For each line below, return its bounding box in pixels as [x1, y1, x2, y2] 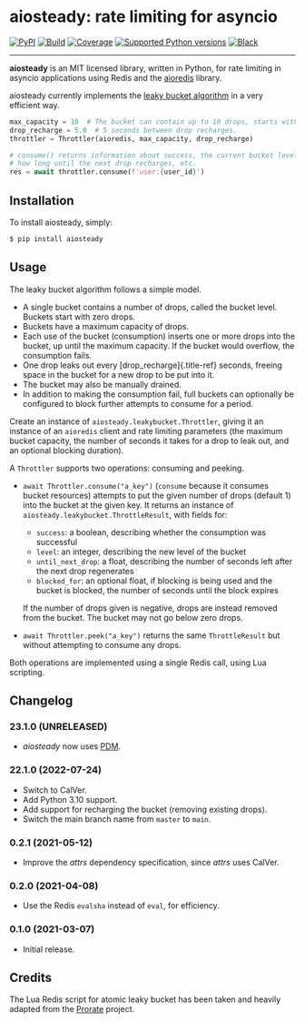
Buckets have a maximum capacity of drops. [22, 320, 189, 331]
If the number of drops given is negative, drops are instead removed [22, 603, 279, 613]
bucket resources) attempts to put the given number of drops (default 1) [22, 490, 292, 501]
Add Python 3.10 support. [22, 794, 118, 805]
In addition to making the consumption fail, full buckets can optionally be [22, 389, 295, 400]
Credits [9, 969, 53, 985]
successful [35, 536, 78, 547]
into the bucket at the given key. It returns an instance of [22, 499, 234, 511]
